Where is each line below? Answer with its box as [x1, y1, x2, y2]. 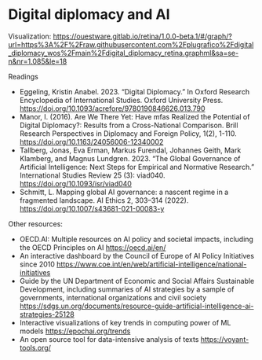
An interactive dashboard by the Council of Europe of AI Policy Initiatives [19, 251, 255, 260]
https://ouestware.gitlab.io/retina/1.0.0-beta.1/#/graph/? [53, 31, 233, 41]
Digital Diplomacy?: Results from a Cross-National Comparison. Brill [19, 120, 238, 130]
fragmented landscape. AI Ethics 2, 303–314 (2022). [19, 195, 189, 205]
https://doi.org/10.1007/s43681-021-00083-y [19, 204, 165, 213]
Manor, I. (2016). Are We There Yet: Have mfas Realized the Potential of [19, 112, 250, 121]
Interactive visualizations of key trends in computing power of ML [19, 318, 231, 327]
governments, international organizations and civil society [19, 292, 207, 302]
